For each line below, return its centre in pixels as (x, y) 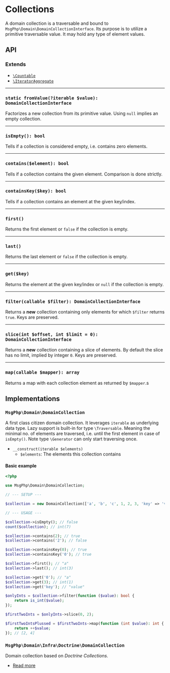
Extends (16, 64)
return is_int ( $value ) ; (39, 601)
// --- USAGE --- (24, 513)
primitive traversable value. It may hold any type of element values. (75, 34)
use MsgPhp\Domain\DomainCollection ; (45, 486)
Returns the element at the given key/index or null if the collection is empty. (84, 284)
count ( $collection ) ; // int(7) (38, 527)
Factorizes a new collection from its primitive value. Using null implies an (82, 113)
